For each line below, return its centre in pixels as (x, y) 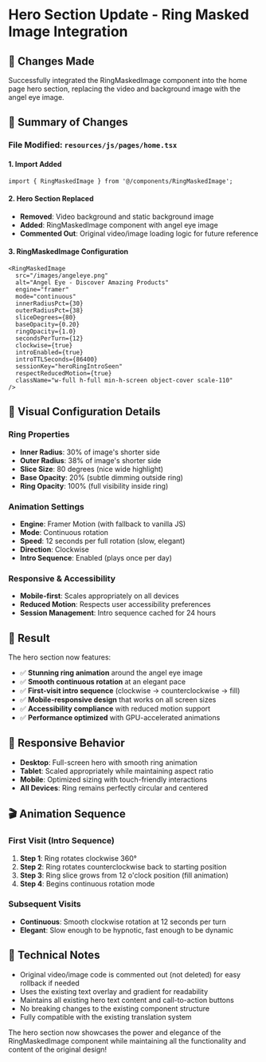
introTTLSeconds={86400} (57, 359)
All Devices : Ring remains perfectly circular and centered (114, 787)
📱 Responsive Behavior (66, 743)
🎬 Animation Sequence (67, 814)
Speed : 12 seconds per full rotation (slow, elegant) (102, 541)
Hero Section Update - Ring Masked (129, 15)
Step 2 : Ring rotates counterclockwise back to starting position (123, 866)
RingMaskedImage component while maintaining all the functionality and (127, 1040)
